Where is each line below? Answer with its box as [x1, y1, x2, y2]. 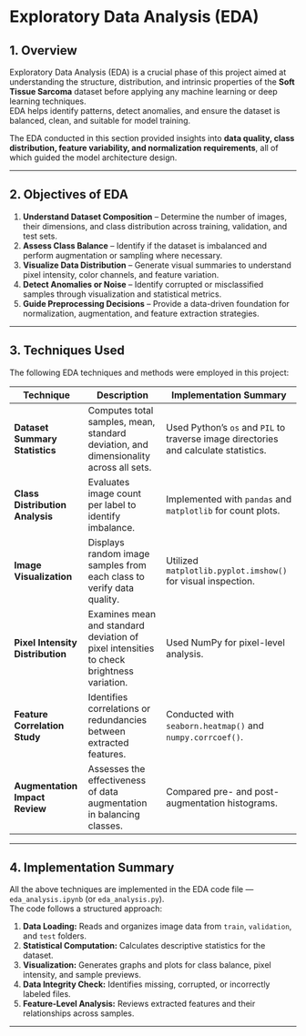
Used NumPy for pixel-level [166, 635, 285, 648]
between [87, 725, 126, 737]
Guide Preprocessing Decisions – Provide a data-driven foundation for [22, 298, 290, 309]
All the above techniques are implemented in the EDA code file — [9, 884, 254, 895]
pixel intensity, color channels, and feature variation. [22, 269, 219, 279]
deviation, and [87, 438, 148, 451]
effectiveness [87, 774, 147, 787]
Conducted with [166, 707, 235, 720]
